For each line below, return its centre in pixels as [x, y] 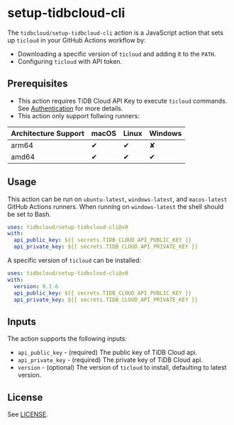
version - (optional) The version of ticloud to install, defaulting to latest [122, 368]
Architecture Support [48, 133]
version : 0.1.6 [36, 286]
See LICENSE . [28, 414]
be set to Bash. [29, 214]
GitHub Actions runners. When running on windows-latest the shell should [116, 206]
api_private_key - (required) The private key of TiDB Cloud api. [110, 360]
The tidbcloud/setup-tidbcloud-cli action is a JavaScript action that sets [116, 33]
